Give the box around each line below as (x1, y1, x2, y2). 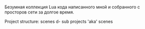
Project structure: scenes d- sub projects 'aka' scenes (4, 19, 113, 24)
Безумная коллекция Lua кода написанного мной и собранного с (4, 4, 140, 10)
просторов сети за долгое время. (4, 9, 74, 15)
